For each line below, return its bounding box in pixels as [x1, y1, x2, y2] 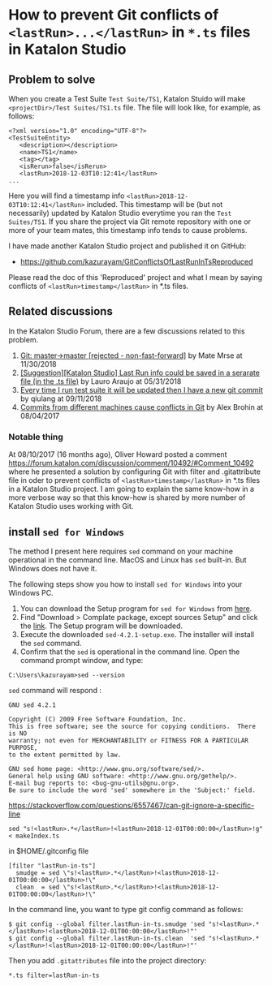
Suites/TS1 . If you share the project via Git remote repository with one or [8, 217, 252, 226]
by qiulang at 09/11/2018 [19, 394, 102, 403]
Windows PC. [8, 588, 54, 597]
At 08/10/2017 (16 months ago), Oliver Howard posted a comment [8, 450, 227, 459]
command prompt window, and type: [19, 655, 144, 665]
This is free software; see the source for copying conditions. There [8, 722, 256, 730]
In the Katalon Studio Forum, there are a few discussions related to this [8, 326, 245, 336]
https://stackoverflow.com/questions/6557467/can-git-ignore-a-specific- [8, 800, 255, 810]
